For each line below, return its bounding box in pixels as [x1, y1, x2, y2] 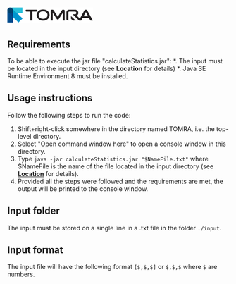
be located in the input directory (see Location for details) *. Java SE [7, 64, 206, 73]
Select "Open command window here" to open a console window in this [17, 140, 227, 148]
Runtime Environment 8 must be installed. [7, 72, 128, 80]
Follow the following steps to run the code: [7, 111, 131, 119]
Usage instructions [7, 92, 93, 104]
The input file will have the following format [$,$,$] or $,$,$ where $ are [7, 263, 218, 271]
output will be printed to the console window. [17, 184, 149, 193]
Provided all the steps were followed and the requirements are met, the [17, 177, 224, 185]
